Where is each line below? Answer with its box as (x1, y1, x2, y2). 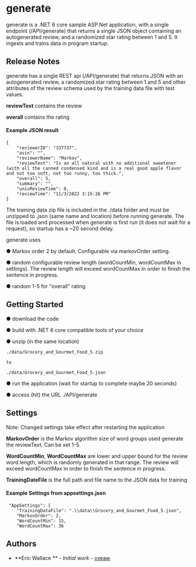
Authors (6, 539, 37, 549)
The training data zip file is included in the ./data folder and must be (6, 206, 170, 213)
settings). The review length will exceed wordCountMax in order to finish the (6, 265, 190, 272)
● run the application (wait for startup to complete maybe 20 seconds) (6, 379, 177, 387)
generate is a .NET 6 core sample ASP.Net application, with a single (6, 21, 169, 28)
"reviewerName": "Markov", (16, 155, 82, 161)
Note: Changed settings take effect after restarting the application (6, 423, 165, 431)
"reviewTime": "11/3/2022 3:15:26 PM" (16, 191, 111, 197)
